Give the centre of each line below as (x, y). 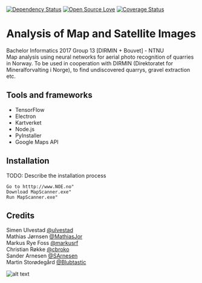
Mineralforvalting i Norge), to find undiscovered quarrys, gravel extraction (98, 70)
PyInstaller (28, 135)
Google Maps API (37, 141)
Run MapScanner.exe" (32, 197)
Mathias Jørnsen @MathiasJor (44, 236)
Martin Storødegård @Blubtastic (46, 262)
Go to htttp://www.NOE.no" (40, 187)
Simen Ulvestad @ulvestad (40, 230)
